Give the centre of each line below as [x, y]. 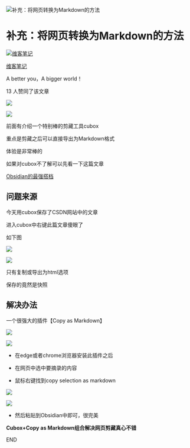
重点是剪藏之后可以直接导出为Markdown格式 [60, 138]
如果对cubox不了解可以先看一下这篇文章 [55, 163]
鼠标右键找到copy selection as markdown [65, 380]
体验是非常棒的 [24, 151]
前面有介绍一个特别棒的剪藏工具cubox [53, 126]
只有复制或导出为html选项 [37, 272]
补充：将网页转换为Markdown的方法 [95, 36]
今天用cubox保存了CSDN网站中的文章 [52, 212]
